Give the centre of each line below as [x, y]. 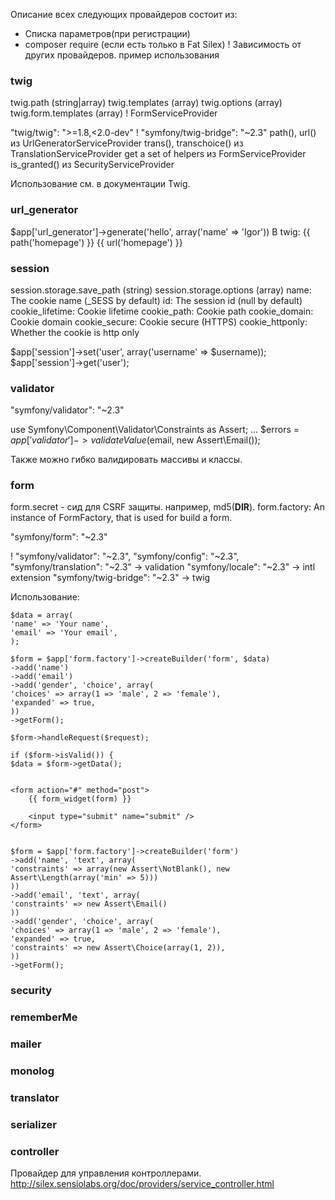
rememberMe [44, 1017]
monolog [32, 1071]
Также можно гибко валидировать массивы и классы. [126, 460]
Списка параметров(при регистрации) [107, 33]
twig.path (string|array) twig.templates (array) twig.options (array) [146, 103]
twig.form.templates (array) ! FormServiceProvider [114, 113]
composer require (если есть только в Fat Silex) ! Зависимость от [163, 44]
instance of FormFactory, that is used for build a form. [121, 518]
